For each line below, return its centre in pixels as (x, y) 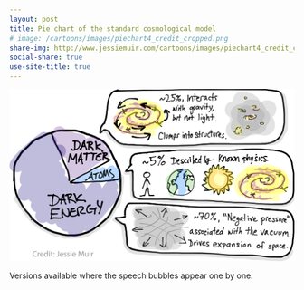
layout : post (34, 19)
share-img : (30, 48)
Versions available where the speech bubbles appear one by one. (131, 275)
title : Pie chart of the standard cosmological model (113, 29)
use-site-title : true (50, 67)
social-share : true (46, 58)
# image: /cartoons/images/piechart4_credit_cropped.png (119, 38)
